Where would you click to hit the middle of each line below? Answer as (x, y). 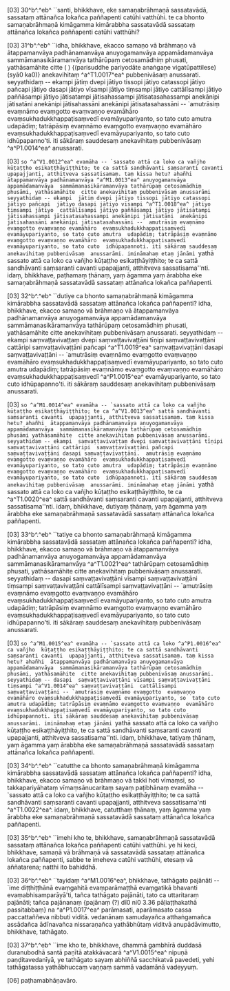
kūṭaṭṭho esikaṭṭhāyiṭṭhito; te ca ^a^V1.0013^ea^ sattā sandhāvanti (109, 411)
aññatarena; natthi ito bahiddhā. (52, 867)
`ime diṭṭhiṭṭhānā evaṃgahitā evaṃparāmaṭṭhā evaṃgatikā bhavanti (102, 887)
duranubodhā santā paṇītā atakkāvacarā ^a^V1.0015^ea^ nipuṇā (97, 952)
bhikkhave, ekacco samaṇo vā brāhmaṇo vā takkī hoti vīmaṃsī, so (101, 780)
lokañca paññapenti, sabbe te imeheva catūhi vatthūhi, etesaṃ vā (100, 860)
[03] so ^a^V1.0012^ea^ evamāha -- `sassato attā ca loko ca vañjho (107, 161)
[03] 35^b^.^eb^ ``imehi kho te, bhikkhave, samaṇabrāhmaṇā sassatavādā (111, 837)
